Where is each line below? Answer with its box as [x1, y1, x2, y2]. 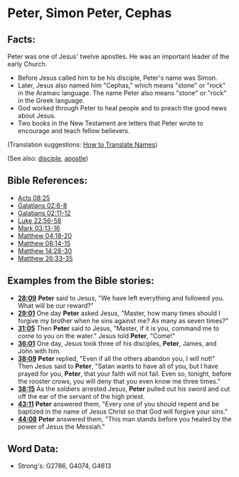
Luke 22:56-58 [17, 216, 62, 225]
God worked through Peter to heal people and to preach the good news [17, 104, 228, 112]
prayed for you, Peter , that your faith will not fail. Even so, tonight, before [17, 369, 232, 378]
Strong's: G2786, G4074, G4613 [17, 461, 112, 471]
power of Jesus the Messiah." [17, 422, 105, 431]
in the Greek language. [17, 96, 85, 105]
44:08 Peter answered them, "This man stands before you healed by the [17, 414, 232, 423]
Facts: [7, 33, 36, 46]
